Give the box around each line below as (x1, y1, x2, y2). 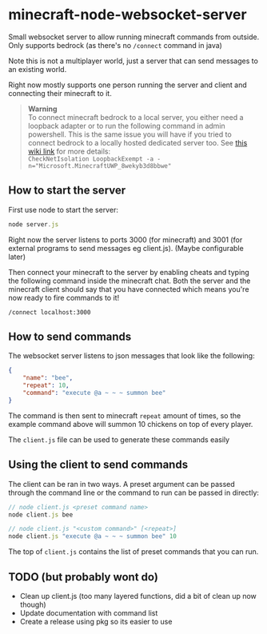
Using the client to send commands (8, 458, 189, 472)
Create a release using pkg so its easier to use (19, 616, 173, 626)
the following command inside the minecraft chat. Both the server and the (8, 276, 251, 285)
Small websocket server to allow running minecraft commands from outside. (8, 32, 260, 42)
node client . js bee (8, 510, 74, 519)
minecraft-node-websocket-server (8, 6, 247, 24)
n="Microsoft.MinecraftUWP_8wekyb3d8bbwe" (27, 161, 172, 169)
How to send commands (8, 330, 132, 344)
